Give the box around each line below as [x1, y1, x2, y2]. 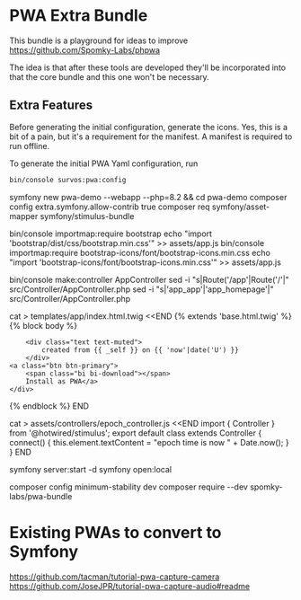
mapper [9, 210, 39, 221]
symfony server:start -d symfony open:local [9, 463, 173, 474]
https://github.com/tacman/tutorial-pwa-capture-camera [9, 571, 220, 582]
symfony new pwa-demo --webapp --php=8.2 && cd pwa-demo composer [9, 191, 288, 202]
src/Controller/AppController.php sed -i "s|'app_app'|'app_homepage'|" [9, 284, 274, 295]
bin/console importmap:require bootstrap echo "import [9, 228, 213, 239]
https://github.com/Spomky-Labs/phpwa [9, 44, 160, 55]
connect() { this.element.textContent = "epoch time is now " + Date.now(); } [9, 437, 289, 447]
